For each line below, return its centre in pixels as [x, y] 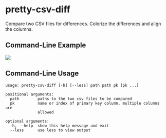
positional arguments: [30, 94]
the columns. [19, 29]
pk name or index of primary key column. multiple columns [85, 103]
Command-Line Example [46, 45]
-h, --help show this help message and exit [60, 126]
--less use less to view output [50, 130]
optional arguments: [27, 121]
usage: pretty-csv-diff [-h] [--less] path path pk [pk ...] [72, 85]
